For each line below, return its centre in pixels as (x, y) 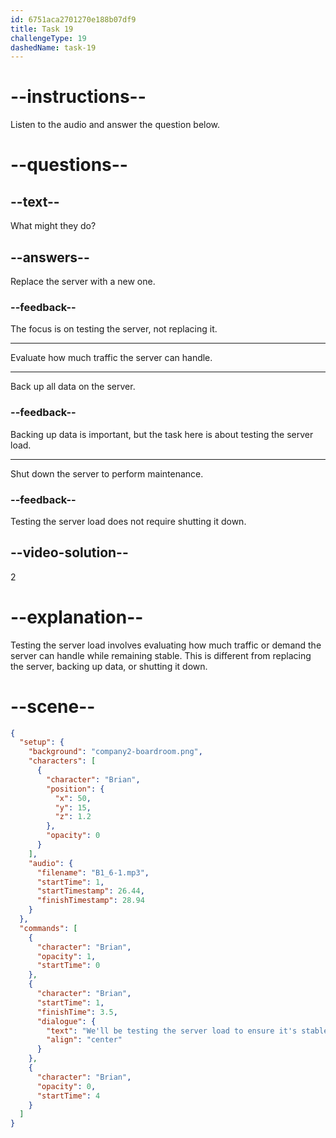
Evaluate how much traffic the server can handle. (111, 358)
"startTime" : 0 (68, 966)
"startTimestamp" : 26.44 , (90, 891)
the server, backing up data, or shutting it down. (109, 666)
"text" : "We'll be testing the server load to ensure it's (172, 1031)
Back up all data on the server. (73, 387)
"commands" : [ (48, 928)
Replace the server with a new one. (83, 281)
